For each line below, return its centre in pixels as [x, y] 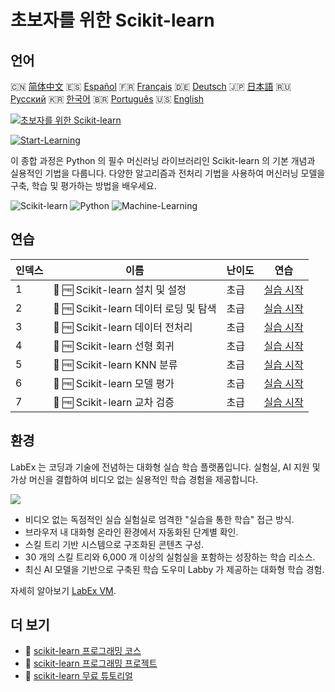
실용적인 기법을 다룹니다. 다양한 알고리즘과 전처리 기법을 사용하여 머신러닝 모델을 [168, 173]
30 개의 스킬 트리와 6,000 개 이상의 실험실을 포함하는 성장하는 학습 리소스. [170, 557]
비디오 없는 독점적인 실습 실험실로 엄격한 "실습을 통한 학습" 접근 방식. [159, 519]
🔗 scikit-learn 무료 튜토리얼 [78, 676]
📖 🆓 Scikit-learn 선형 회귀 [114, 346]
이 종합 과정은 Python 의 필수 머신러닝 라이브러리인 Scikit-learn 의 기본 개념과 [163, 160]
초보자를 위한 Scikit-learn [112, 20]
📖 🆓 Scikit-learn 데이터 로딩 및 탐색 [135, 308]
